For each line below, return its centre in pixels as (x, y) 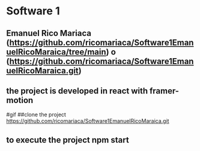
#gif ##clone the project (36, 114)
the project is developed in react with (77, 91)
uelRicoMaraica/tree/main (56, 52)
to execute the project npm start (68, 140)
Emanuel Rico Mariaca (49, 33)
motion (20, 100)
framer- (164, 91)
